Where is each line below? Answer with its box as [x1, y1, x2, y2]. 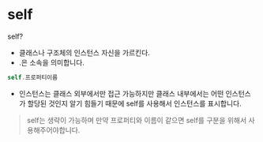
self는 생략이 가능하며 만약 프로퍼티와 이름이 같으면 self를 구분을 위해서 [26, 115, 247, 125]
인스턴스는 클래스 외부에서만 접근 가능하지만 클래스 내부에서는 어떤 [18, 88, 224, 98]
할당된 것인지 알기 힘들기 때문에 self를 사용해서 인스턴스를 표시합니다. [27, 99, 242, 108]
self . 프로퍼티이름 [7, 73, 58, 81]
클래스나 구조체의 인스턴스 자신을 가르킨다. [18, 47, 151, 57]
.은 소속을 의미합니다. [18, 58, 85, 67]
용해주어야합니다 [26, 125, 78, 135]
